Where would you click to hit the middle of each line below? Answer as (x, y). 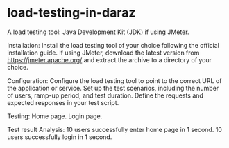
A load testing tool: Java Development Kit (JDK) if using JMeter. (98, 32)
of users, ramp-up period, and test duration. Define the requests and (105, 95)
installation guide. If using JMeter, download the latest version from (103, 53)
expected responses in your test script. (63, 102)
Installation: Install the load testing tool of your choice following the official (113, 45)
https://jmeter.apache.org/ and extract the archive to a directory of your (110, 59)
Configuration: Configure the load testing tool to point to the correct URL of (114, 80)
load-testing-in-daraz (71, 13)
